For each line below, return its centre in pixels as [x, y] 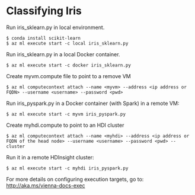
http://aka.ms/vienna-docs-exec [46, 186]
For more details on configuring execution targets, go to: [75, 179]
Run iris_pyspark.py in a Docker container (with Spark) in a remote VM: [93, 103]
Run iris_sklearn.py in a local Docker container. [63, 54]
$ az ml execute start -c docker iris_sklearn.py [69, 65]
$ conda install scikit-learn [44, 38]
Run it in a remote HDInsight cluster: [50, 157]
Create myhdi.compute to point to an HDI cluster [65, 125]
